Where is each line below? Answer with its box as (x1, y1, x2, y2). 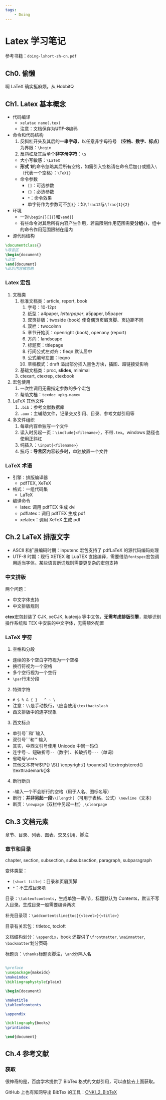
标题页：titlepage (27, 342, 64, 348)
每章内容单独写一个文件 (20, 423, 69, 429)
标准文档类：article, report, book (20, 298, 88, 304)
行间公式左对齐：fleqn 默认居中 (27, 348, 92, 354)
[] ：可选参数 (27, 182, 54, 189)
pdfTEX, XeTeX (20, 480, 52, 486)
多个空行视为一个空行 (12, 669, 57, 676)
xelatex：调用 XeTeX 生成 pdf (20, 516, 81, 522)
